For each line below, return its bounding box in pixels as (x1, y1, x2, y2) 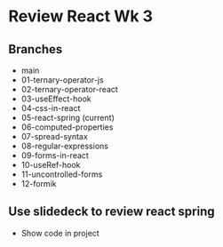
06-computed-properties (20, 122, 114, 132)
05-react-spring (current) (20, 113, 115, 123)
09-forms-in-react (20, 150, 90, 161)
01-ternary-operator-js (20, 75, 104, 85)
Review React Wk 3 (8, 6, 153, 27)
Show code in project (20, 227, 100, 238)
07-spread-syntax (20, 131, 88, 141)
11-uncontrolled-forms (20, 169, 103, 179)
